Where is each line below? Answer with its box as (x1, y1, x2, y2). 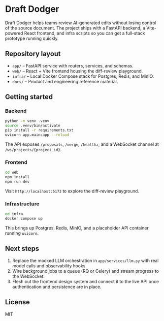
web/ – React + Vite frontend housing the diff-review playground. (12, 68, 143, 74)
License (5, 298, 30, 306)
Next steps (5, 245, 39, 253)
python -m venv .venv (5, 119, 50, 124)
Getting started (5, 93, 53, 101)
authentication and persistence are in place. (12, 284, 102, 289)
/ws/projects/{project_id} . (5, 146, 62, 152)
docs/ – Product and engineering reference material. (12, 78, 118, 84)
